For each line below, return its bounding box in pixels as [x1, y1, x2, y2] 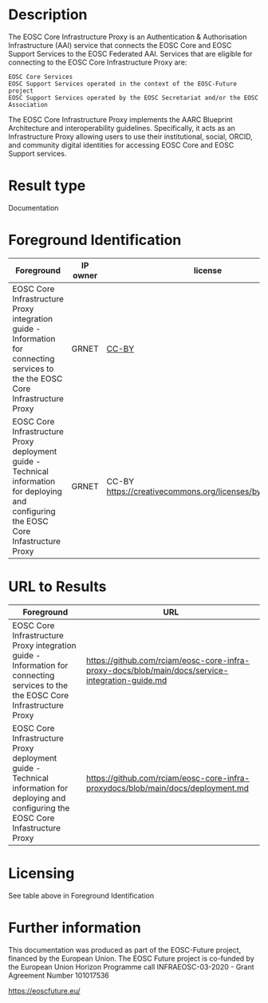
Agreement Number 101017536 [8, 970, 110, 980]
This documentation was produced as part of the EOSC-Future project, [8, 945, 242, 954]
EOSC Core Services [8, 73, 73, 81]
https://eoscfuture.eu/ [8, 985, 81, 995]
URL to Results [8, 578, 107, 595]
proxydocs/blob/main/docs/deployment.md [86, 782, 250, 793]
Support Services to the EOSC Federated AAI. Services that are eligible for [8, 49, 253, 58]
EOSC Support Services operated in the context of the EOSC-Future [8, 80, 238, 88]
